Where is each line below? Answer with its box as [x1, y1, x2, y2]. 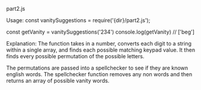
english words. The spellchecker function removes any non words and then [6, 71, 193, 77]
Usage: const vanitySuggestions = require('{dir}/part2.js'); [6, 17, 151, 23]
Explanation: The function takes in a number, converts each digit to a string [6, 40, 192, 47]
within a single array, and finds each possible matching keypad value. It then [6, 46, 196, 53]
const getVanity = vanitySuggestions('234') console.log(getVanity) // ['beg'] [6, 28, 195, 35]
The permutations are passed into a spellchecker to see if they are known [6, 64, 188, 71]
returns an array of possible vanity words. [6, 77, 110, 84]
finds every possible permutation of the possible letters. [6, 53, 145, 59]
